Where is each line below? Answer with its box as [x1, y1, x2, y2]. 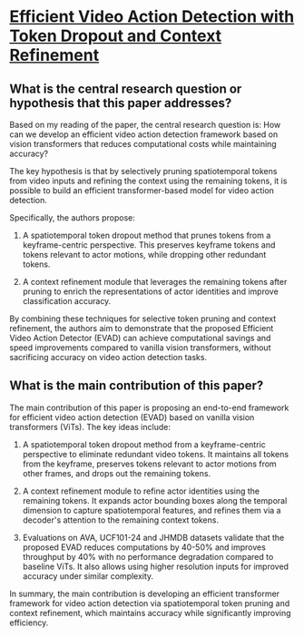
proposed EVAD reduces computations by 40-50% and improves [22, 542, 266, 553]
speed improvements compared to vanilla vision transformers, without [9, 342, 271, 353]
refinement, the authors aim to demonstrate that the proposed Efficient [9, 323, 274, 333]
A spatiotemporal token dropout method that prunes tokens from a [22, 230, 271, 240]
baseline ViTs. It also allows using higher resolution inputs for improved [22, 561, 289, 572]
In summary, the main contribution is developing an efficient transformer [9, 588, 279, 599]
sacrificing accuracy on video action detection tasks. [9, 352, 207, 362]
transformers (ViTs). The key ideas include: [9, 421, 171, 432]
